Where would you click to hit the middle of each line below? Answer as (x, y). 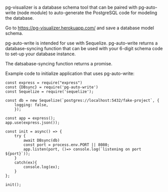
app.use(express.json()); (32, 123)
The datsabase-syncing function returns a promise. (59, 64)
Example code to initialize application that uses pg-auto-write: (70, 73)
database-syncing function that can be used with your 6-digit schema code (84, 48)
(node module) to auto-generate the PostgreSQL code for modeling (87, 13)
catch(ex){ (26, 163)
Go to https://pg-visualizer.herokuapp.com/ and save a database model (80, 28)
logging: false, (32, 105)
